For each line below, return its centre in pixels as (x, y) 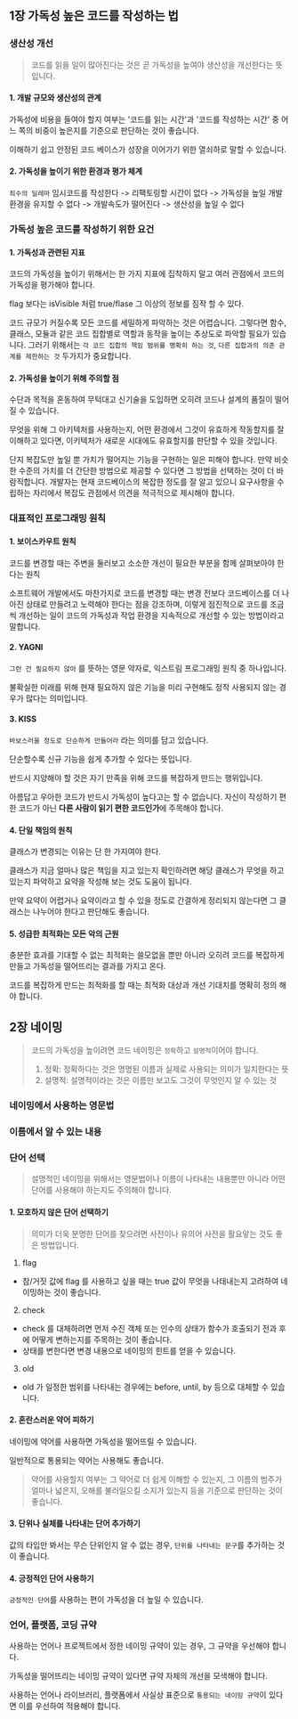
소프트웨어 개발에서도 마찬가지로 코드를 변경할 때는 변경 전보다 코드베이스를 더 (145, 593)
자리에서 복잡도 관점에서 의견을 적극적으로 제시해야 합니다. (134, 493)
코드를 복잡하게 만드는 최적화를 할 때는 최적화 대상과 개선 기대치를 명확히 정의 (143, 985)
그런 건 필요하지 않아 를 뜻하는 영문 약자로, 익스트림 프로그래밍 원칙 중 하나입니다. (148, 668)
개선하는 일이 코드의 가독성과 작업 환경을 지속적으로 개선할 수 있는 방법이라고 (151, 615)
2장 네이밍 (36, 1027)
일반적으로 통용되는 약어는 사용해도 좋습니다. (87, 1460)
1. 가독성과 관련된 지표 (48, 252)
